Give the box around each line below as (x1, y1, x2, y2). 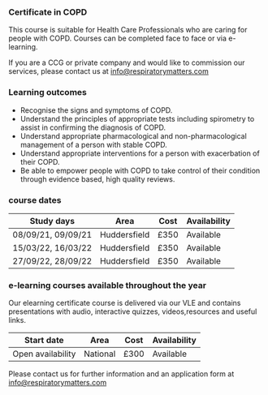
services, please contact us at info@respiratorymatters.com (8, 67, 209, 76)
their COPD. (19, 157, 60, 166)
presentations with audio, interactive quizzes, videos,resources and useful (8, 307, 257, 316)
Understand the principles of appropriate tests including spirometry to (19, 114, 255, 123)
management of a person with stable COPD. (19, 140, 168, 149)
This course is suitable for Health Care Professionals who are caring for (8, 25, 248, 35)
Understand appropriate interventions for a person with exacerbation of (19, 148, 260, 158)
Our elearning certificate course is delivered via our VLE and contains (8, 298, 241, 308)
